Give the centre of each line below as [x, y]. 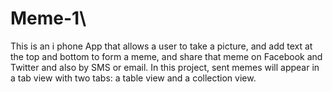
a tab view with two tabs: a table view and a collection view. [133, 78]
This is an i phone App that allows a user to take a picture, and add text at [161, 46]
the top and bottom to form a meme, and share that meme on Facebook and [166, 56]
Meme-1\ [48, 18]
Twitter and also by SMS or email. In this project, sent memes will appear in [165, 67]
